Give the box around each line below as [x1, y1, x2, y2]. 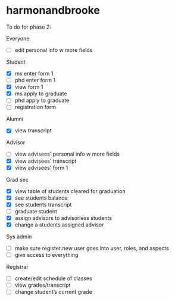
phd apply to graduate [14, 97, 70, 104]
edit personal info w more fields [14, 46, 93, 54]
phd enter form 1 [14, 77, 55, 84]
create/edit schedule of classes [14, 275, 92, 282]
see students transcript [14, 201, 72, 208]
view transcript [14, 127, 52, 134]
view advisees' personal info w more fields [14, 150, 120, 158]
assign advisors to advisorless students [14, 214, 112, 221]
